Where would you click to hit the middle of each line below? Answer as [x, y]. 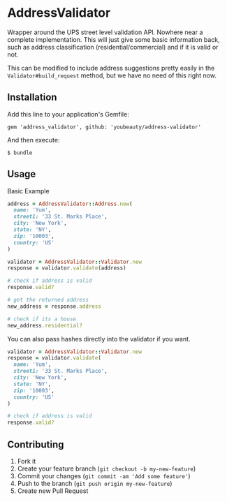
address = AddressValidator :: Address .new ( [70, 204]
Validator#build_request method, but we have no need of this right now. [112, 75]
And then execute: [34, 140]
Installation [32, 97]
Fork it [27, 461]
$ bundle [20, 153]
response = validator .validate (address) [67, 268]
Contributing [36, 444]
